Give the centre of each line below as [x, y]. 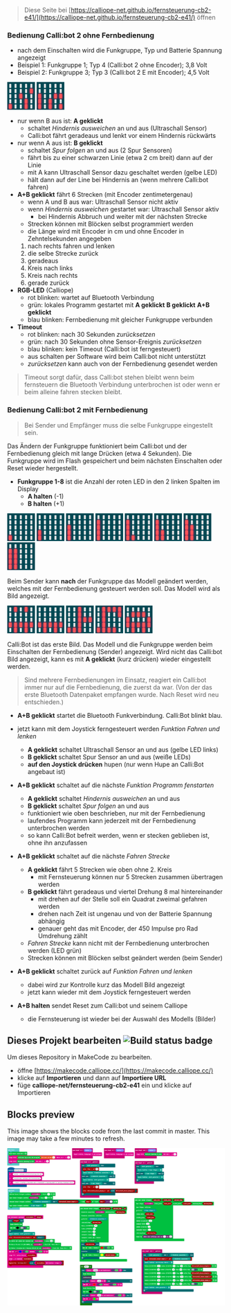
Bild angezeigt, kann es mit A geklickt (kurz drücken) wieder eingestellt [109, 659]
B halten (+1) [46, 503]
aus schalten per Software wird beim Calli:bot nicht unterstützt [117, 357]
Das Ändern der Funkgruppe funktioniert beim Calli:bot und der [97, 446]
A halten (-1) [46, 496]
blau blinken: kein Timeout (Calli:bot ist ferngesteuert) [104, 349]
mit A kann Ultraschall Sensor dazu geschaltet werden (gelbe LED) [122, 173]
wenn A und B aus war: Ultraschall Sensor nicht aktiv [103, 202]
